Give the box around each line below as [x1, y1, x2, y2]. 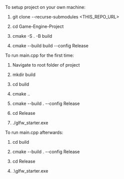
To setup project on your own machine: [5, 4, 86, 10]
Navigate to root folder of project [12, 62, 80, 68]
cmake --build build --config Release [12, 43, 89, 49]
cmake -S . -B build [12, 33, 52, 39]
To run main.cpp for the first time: [5, 52, 74, 58]
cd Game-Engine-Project [12, 23, 64, 29]
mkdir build [12, 72, 36, 78]
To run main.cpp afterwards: [5, 129, 63, 135]
